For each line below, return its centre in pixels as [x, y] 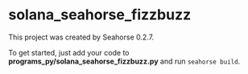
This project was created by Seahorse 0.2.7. [81, 37]
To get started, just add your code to [69, 52]
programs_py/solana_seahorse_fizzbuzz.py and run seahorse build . [124, 61]
